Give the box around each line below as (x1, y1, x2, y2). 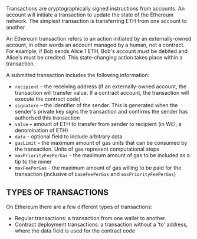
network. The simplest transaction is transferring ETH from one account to (6, 18, 187, 24)
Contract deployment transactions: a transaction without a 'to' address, (14, 221, 188, 228)
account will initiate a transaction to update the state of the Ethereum (6, 11, 174, 18)
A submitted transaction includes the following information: (6, 72, 150, 78)
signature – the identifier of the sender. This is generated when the (14, 102, 178, 108)
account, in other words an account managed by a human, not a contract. (6, 41, 185, 48)
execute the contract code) (14, 95, 81, 102)
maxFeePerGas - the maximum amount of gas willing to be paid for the (14, 164, 182, 171)
